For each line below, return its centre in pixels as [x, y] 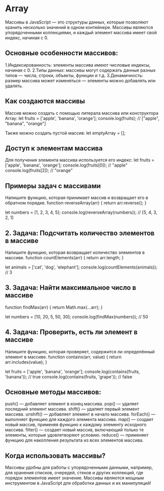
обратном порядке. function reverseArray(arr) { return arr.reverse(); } [76, 203]
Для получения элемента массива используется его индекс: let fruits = [80, 160]
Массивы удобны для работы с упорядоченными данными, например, [79, 467]
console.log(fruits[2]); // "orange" [39, 171]
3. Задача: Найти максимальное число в [70, 288]
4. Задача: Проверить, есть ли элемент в [71, 332]
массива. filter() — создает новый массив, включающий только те [74, 430]
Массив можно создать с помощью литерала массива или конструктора [82, 113]
